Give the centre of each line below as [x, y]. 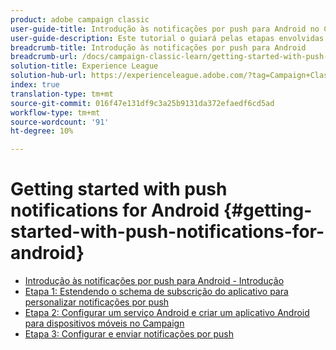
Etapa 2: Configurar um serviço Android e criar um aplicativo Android [167, 313]
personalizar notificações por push [97, 302]
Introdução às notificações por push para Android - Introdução [154, 281]
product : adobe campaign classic [80, 19]
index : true [35, 85]
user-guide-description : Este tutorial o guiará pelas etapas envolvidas [167, 38]
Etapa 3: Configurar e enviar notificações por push [129, 334]
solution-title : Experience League [84, 66]
